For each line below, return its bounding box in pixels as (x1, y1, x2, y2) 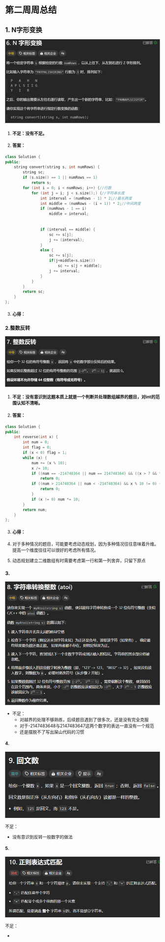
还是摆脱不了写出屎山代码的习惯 (19, 729, 84, 735)
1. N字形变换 (5, 26, 43, 34)
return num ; (23, 507, 48, 512)
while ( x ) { (23, 455, 48, 460)
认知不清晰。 (16, 400, 43, 406)
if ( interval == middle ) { (40, 227, 96, 232)
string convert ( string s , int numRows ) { (14, 164, 100, 170)
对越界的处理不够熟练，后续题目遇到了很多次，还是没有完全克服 (19, 716, 149, 722)
